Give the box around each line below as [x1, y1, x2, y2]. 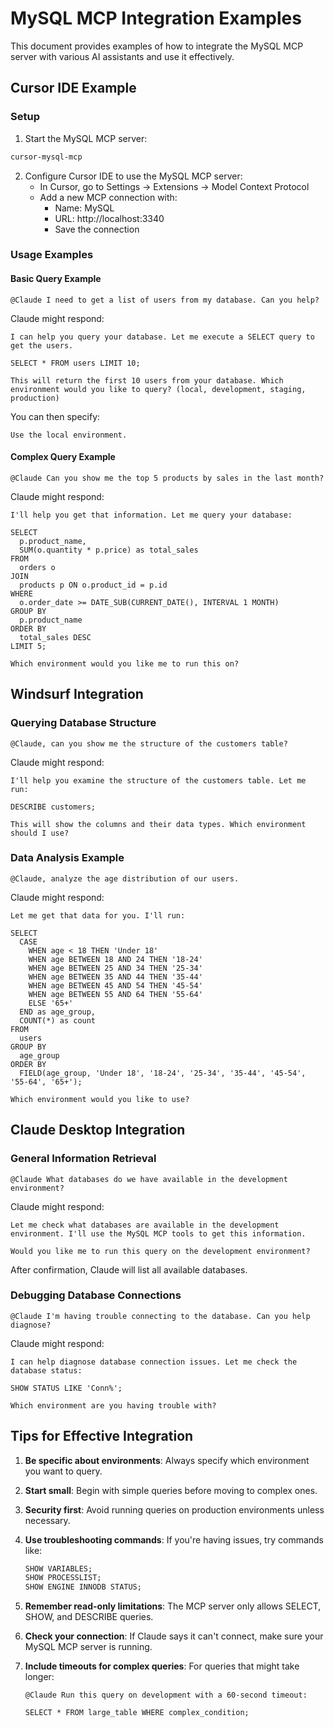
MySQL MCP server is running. [24, 1641, 153, 1653]
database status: [10, 1365, 83, 1376]
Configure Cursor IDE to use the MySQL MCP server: [24, 170, 243, 182]
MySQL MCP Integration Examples [10, 7, 302, 30]
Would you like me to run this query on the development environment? [10, 1246, 311, 1256]
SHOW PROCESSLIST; [24, 1573, 102, 1583]
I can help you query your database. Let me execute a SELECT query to [10, 332, 315, 342]
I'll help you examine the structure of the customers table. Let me [10, 775, 307, 786]
